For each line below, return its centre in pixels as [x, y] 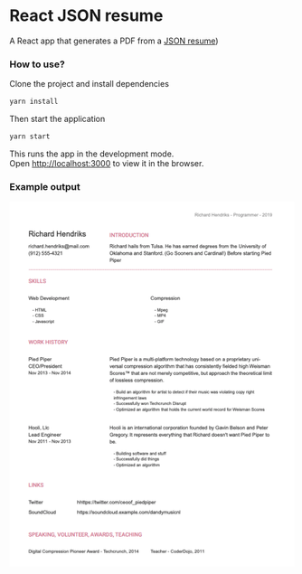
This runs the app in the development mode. [92, 154]
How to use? [37, 64]
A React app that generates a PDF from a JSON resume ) [114, 41]
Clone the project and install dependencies [90, 84]
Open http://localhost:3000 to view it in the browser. [107, 163]
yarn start [30, 136]
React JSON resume [86, 16]
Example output [45, 186]
